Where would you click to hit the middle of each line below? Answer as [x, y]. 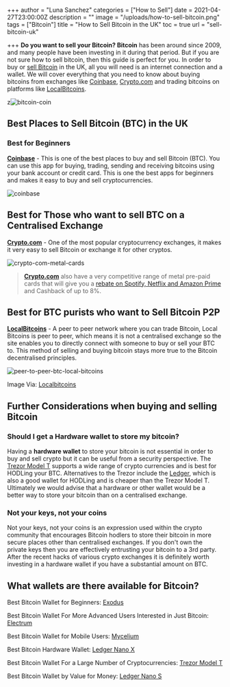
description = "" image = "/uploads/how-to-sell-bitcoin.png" [135, 17]
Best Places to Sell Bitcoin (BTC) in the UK [98, 124]
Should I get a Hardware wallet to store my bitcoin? [93, 436]
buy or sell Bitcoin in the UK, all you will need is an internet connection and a [115, 67]
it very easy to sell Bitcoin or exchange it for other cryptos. [90, 249]
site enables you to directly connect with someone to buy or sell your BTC [111, 343]
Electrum [20, 623]
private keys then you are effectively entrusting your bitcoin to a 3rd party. [112, 550]
